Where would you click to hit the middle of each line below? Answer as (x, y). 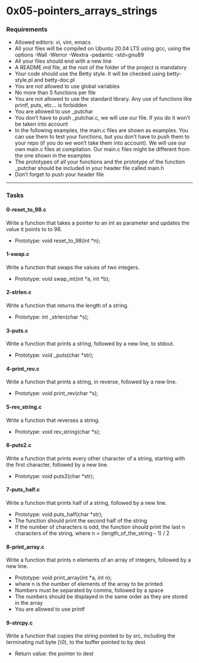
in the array (29, 603)
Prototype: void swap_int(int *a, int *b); (62, 278)
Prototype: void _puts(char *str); (54, 355)
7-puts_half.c (23, 489)
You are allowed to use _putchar (54, 111)
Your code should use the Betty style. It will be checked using (90, 74)
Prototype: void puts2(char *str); (54, 476)
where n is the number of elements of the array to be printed (89, 584)
